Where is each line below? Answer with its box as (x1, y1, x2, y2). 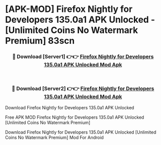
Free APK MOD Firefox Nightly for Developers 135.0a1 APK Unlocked (5, 114, 144, 120)
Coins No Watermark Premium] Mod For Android (5, 134, 104, 140)
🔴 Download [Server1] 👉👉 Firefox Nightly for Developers (12, 53, 154, 60)
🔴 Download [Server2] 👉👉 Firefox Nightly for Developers (11, 85, 155, 92)
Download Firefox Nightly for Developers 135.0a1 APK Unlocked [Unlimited (5, 129, 157, 135)
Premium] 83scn (5, 35, 75, 47)
